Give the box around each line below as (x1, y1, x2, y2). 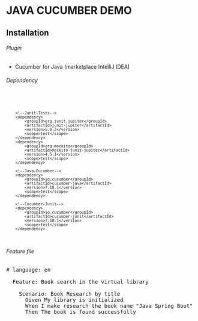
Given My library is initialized (25, 296, 124, 303)
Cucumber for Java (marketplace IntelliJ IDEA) (14, 63, 130, 70)
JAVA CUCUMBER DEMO (6, 4, 132, 17)
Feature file (6, 248, 35, 255)
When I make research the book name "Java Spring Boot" (25, 302, 193, 309)
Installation (6, 28, 49, 38)
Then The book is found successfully (25, 308, 136, 315)
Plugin (6, 45, 22, 52)
